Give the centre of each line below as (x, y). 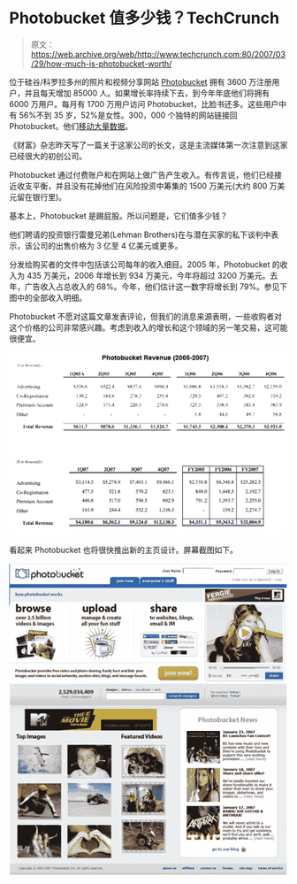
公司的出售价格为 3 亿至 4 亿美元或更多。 (107, 245)
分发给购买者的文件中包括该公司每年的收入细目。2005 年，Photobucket (140, 264)
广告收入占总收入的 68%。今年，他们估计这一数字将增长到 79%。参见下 (156, 286)
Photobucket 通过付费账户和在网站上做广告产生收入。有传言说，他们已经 (142, 174)
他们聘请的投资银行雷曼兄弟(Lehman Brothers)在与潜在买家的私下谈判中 (140, 234)
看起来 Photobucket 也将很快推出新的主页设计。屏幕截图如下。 (124, 550)
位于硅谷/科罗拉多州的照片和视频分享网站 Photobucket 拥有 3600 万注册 (141, 81)
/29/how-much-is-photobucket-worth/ (101, 64)
